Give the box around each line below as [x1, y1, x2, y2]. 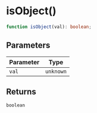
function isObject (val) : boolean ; [6, 24, 92, 30]
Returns [6, 87, 37, 97]
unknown [45, 68, 67, 75]
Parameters [6, 40, 51, 51]
